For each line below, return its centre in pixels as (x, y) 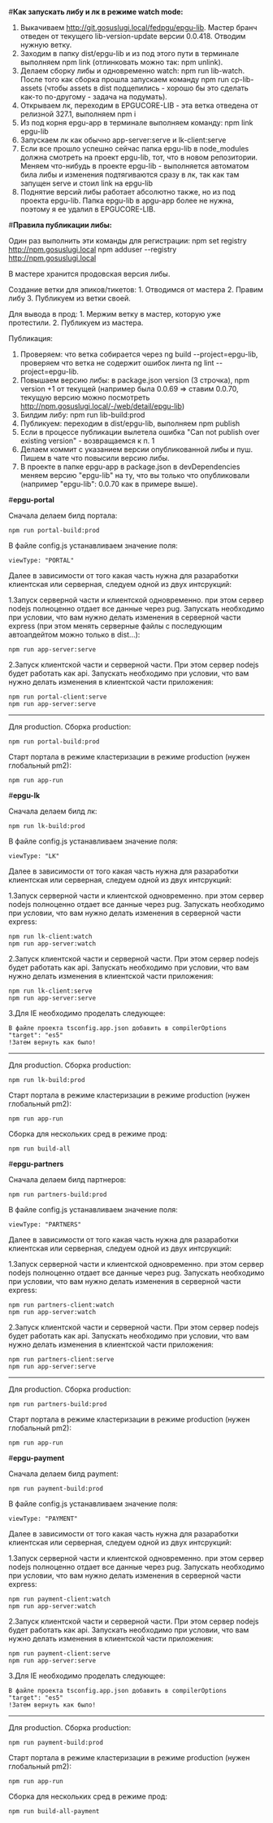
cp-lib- (243, 79)
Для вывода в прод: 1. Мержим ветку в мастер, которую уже (115, 314)
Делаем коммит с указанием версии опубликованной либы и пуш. (136, 449)
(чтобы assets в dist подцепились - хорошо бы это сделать (147, 88)
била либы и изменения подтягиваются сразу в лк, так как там (130, 175)
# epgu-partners (36, 1164)
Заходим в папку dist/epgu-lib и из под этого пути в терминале (130, 53)
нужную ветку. (46, 45)
